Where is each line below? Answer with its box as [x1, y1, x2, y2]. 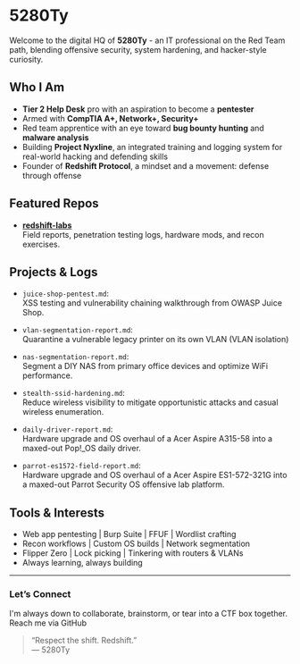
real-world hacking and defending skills [21, 151, 168, 162]
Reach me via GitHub [9, 618, 87, 628]
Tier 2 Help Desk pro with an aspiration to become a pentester [21, 104, 254, 114]
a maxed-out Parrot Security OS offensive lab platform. [21, 479, 225, 490]
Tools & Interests [9, 505, 105, 520]
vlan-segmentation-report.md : [21, 324, 134, 335]
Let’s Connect [9, 588, 71, 601]
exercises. [21, 239, 61, 249]
